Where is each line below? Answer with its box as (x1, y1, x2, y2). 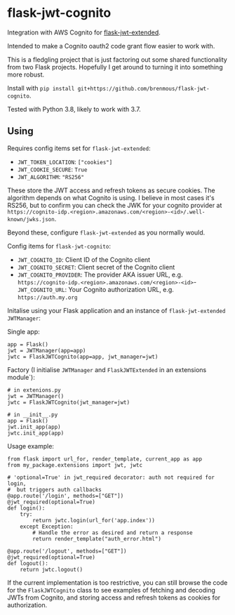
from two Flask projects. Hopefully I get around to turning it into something (7, 62, 223, 71)
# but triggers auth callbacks (7, 486, 102, 493)
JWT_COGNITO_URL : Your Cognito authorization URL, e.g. (17, 285, 174, 293)
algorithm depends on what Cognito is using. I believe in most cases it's (7, 193, 215, 201)
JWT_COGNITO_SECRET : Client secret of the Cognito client (17, 263, 175, 271)
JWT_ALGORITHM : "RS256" (17, 172, 84, 180)
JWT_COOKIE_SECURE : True (17, 165, 88, 173)
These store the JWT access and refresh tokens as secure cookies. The (7, 186, 215, 194)
